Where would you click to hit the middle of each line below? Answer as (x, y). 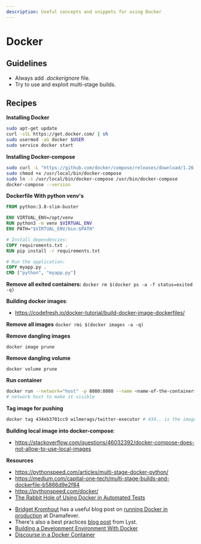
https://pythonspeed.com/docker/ (57, 491)
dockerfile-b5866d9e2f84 (47, 485)
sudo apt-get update (32, 129)
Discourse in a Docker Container (55, 534)
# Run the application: (36, 262)
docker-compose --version (38, 184)
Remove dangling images (38, 336)
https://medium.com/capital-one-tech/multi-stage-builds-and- (92, 478)
